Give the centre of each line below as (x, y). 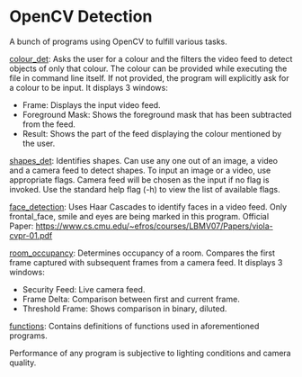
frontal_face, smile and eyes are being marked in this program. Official (139, 216)
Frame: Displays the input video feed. (91, 104)
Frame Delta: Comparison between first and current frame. (131, 299)
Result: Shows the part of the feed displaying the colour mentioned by (152, 133)
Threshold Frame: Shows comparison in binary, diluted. (124, 309)
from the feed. (49, 124)
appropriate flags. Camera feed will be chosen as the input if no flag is (139, 180)
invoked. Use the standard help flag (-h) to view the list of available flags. (145, 189)
